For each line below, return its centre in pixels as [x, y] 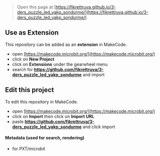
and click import [99, 127]
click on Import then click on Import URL [53, 116]
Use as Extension [32, 33]
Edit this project [30, 90]
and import [94, 75]
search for [22, 69]
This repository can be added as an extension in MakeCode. [66, 44]
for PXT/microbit [29, 149]
